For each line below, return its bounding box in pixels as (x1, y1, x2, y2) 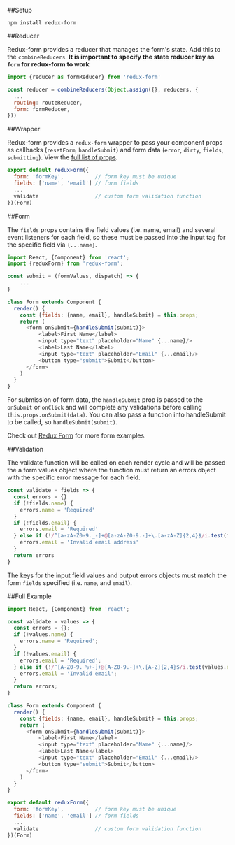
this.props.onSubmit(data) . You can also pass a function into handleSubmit (7, 410, 226, 419)
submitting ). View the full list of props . (7, 153, 118, 161)
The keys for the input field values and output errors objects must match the (7, 571, 227, 579)
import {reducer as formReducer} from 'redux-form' (7, 73, 161, 80)
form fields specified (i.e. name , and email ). (7, 578, 133, 586)
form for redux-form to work (7, 60, 90, 68)
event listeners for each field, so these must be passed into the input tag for (7, 233, 226, 241)
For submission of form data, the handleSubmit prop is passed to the (7, 396, 204, 404)
